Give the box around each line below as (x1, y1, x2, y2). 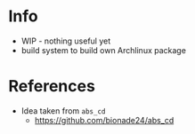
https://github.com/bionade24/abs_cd (34, 114, 175, 125)
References (8, 76, 95, 97)
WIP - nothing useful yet (20, 35, 111, 46)
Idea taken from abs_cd (20, 105, 106, 116)
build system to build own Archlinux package (20, 44, 186, 55)
